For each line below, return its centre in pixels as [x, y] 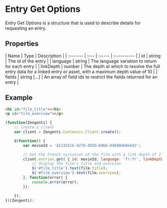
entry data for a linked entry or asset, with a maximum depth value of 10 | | [81, 71]
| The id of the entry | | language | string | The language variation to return [81, 61]
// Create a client [34, 128]
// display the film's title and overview [76, 164]
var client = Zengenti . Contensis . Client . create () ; [68, 132]
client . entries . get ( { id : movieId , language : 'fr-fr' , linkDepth [93, 159]
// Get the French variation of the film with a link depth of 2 [92, 154]
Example [19, 98]
